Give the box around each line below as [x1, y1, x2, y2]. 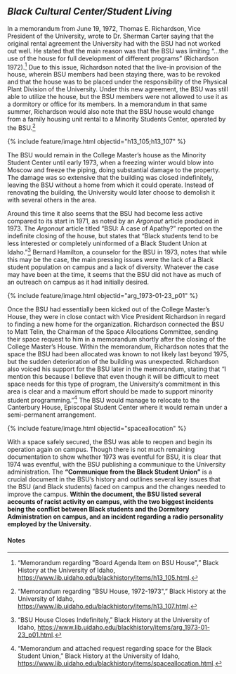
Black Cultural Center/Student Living [7, 6, 172, 18]
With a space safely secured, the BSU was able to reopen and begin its [7, 438, 213, 446]
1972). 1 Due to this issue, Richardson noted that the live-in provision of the [7, 61, 222, 71]
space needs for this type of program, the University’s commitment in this [7, 380, 221, 388]
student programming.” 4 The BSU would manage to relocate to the [7, 394, 200, 404]
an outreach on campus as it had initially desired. [7, 278, 150, 286]
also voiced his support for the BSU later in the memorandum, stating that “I [7, 365, 227, 373]
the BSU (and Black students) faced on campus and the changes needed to [7, 483, 226, 491]
